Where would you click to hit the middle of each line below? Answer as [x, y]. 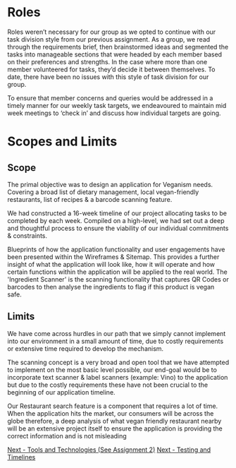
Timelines [21, 457]
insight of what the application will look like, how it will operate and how [111, 264]
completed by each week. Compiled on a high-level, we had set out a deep [116, 220]
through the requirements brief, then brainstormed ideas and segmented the [118, 47]
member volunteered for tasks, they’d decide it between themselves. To [111, 69]
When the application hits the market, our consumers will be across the [111, 413]
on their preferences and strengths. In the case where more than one [107, 61]
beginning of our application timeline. [61, 392]
